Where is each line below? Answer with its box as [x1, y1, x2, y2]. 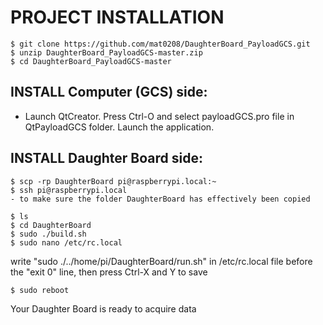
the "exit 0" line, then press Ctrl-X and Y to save [10, 266, 208, 278]
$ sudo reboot [10, 285, 70, 295]
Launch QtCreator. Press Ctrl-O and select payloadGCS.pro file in [24, 110, 295, 122]
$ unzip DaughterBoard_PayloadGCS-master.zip [10, 47, 203, 58]
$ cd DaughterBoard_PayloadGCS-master [10, 56, 172, 66]
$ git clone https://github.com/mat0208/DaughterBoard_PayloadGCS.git [10, 39, 311, 49]
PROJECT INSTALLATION [10, 6, 225, 29]
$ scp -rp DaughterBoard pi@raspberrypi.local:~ [10, 176, 217, 186]
